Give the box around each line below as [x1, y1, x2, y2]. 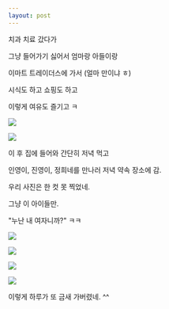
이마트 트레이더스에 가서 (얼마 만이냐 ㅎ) [8, 68, 132, 78]
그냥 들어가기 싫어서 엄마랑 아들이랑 [8, 51, 118, 60]
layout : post [8, 11, 51, 20]
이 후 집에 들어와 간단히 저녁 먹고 [8, 148, 109, 158]
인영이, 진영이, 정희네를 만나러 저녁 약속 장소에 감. [8, 165, 162, 174]
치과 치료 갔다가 [8, 34, 58, 44]
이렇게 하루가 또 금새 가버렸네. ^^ [8, 292, 110, 301]
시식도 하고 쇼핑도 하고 [8, 85, 78, 94]
